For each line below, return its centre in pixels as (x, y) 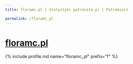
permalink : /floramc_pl (29, 18)
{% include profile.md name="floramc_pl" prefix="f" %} (62, 57)
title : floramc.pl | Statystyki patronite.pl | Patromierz (67, 10)
